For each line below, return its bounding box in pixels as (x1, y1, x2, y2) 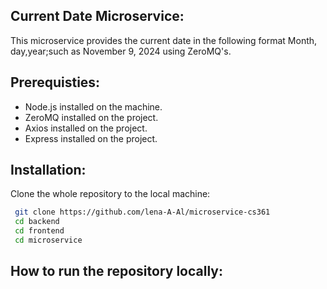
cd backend (14, 217, 60, 227)
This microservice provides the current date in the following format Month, (10, 34, 318, 46)
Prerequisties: (10, 74, 101, 91)
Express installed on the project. (24, 132, 158, 144)
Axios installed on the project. (24, 122, 148, 134)
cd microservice (14, 235, 83, 246)
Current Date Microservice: (10, 8, 185, 25)
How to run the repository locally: (10, 263, 223, 280)
